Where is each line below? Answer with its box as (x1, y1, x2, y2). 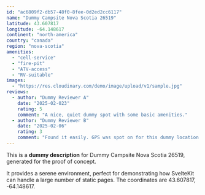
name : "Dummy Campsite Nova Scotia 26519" (6, 15, 117, 21)
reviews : (6, 89, 29, 95)
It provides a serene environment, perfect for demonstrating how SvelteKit (6, 169, 195, 177)
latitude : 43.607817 (6, 20, 60, 26)
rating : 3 (17, 129, 43, 135)
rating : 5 (17, 105, 43, 112)
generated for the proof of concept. (6, 158, 96, 165)
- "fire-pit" (12, 60, 45, 66)
